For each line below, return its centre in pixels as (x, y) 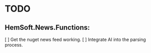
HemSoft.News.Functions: (47, 28)
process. (14, 45)
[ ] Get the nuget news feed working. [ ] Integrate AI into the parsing (75, 39)
